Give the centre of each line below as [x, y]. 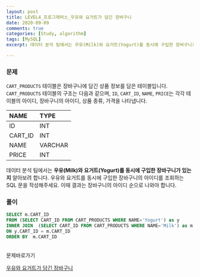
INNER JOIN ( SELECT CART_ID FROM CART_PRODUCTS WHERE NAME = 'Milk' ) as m [100, 226]
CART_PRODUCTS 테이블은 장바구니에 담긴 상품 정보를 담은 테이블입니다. [87, 86]
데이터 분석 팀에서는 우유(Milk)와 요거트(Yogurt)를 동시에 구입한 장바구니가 [93, 171]
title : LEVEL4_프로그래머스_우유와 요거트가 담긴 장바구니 [69, 17]
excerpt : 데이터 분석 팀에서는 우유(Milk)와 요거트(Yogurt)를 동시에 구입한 [90, 45]
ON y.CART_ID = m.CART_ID [38, 232]
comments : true [25, 28]
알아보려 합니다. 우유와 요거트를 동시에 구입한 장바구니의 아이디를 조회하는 [98, 178]
